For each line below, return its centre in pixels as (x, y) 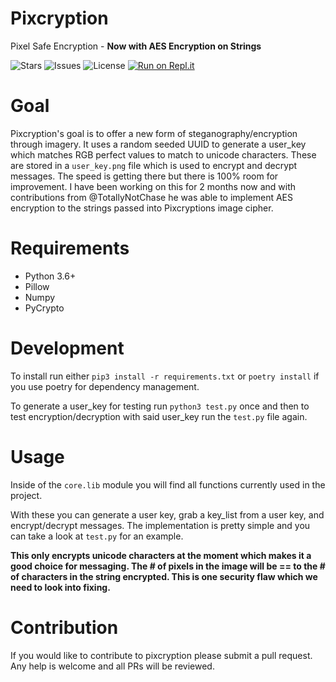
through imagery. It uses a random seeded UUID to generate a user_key (158, 144)
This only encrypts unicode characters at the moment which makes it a (161, 555)
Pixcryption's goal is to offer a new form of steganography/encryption (154, 133)
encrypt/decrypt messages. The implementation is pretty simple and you (160, 525)
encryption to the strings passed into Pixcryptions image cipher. (142, 208)
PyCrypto (44, 308)
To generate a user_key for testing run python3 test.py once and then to (160, 406)
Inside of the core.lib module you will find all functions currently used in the (168, 484)
